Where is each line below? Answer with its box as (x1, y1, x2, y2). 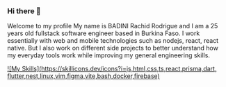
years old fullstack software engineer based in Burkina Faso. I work (7, 29, 200, 37)
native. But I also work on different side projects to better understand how (7, 44, 219, 52)
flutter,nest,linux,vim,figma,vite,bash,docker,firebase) (7, 72, 160, 80)
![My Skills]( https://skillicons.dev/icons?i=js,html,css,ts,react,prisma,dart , (7, 65, 217, 73)
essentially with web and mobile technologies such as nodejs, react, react (7, 37, 219, 45)
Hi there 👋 (7, 6, 42, 16)
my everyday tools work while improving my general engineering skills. (7, 51, 211, 59)
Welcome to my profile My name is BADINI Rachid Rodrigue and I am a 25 (7, 22, 218, 30)
